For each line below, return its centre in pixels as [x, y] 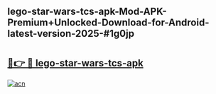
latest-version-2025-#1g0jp [71, 34]
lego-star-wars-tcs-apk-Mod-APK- [87, 12]
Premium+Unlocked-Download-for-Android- [108, 23]
